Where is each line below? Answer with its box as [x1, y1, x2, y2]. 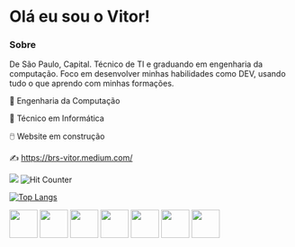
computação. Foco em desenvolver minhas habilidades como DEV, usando [9, 69, 286, 79]
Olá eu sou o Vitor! [9, 6, 151, 27]
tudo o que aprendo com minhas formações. [9, 78, 174, 89]
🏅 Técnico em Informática [9, 113, 105, 123]
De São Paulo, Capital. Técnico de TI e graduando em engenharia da [9, 59, 264, 69]
